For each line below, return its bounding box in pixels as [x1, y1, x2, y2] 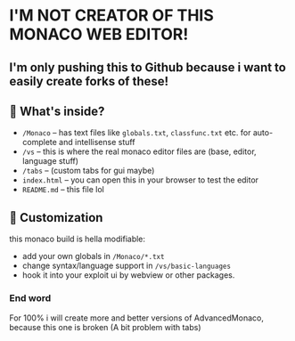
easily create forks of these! [9, 73, 169, 89]
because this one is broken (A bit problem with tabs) [9, 321, 202, 332]
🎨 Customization [9, 210, 103, 225]
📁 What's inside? [9, 103, 105, 118]
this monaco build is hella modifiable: [9, 233, 145, 245]
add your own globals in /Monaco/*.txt [21, 251, 165, 262]
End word [9, 292, 52, 304]
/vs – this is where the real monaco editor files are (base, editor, [21, 146, 257, 157]
